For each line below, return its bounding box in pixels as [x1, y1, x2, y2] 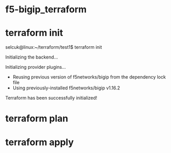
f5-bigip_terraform [5, 4, 87, 15]
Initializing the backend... [5, 54, 58, 60]
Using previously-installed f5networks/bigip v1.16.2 [12, 85, 120, 91]
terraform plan [5, 113, 68, 124]
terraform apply [5, 136, 74, 148]
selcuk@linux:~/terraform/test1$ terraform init [5, 44, 102, 50]
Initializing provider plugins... [5, 64, 66, 70]
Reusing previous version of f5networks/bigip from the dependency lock [12, 74, 166, 80]
